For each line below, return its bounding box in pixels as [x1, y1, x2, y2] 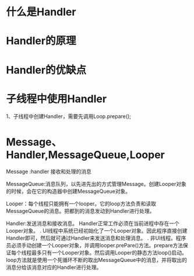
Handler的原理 [6, 34, 76, 47]
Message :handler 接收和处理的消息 [6, 168, 91, 175]
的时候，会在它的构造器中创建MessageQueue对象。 [6, 188, 131, 195]
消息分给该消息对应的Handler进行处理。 [6, 264, 102, 271]
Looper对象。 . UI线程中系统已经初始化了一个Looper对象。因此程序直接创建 [6, 227, 188, 234]
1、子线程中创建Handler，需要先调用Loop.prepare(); [6, 112, 131, 120]
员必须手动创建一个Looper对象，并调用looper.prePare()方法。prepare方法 [6, 242, 184, 249]
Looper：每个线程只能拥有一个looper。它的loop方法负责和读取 [6, 200, 156, 208]
